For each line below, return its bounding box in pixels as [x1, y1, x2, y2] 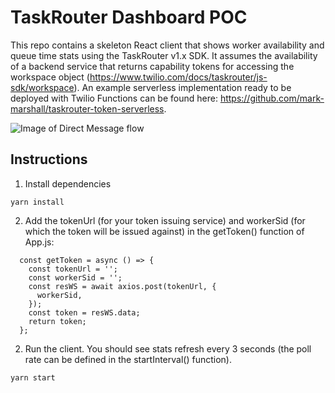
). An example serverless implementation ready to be [73, 81, 292, 93]
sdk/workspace [10, 81, 75, 93]
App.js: [24, 236, 55, 248]
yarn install [10, 197, 65, 207]
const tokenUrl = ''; [28, 264, 118, 274]
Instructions [10, 151, 88, 168]
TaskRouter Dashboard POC [10, 6, 248, 29]
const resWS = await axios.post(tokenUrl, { [28, 281, 217, 291]
